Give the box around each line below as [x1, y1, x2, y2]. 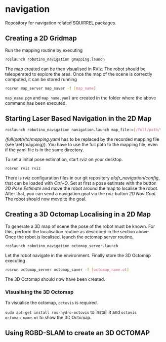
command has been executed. [5, 100, 67, 106]
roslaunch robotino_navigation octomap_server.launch [5, 243, 119, 248]
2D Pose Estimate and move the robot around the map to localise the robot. [5, 185, 159, 191]
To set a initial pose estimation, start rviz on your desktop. [5, 157, 123, 163]
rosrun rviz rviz [5, 166, 41, 171]
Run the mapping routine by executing [5, 47, 83, 53]
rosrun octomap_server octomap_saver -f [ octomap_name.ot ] [5, 267, 129, 272]
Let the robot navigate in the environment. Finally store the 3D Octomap [5, 252, 151, 258]
